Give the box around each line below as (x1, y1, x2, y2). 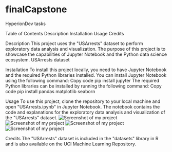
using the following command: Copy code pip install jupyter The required (5, 77, 160, 83)
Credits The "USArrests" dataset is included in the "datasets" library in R (5, 135, 159, 141)
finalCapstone (5, 4, 67, 15)
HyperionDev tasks (5, 20, 46, 27)
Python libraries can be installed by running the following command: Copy (5, 83, 162, 89)
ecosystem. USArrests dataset (5, 56, 70, 62)
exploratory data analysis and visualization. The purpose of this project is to (5, 46, 166, 52)
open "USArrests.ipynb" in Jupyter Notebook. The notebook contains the (5, 103, 160, 110)
